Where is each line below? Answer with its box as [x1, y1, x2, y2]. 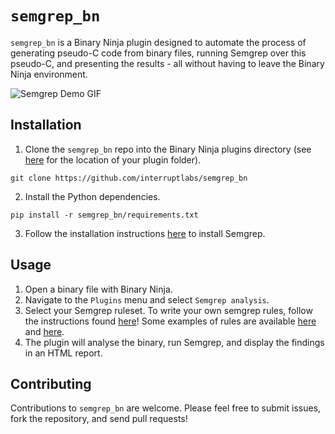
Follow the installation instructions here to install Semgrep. [24, 227, 266, 239]
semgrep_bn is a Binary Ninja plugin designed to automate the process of [10, 36, 307, 48]
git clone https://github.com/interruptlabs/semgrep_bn [10, 173, 248, 183]
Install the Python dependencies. [24, 190, 161, 202]
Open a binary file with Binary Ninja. [24, 283, 173, 295]
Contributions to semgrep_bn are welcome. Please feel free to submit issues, [10, 402, 322, 414]
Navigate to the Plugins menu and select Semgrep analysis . [24, 293, 270, 306]
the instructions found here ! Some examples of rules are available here [24, 315, 317, 327]
